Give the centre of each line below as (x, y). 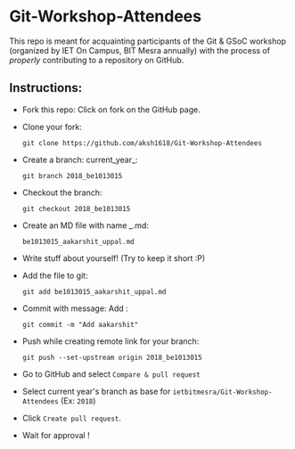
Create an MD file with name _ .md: (86, 225)
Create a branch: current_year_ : (80, 159)
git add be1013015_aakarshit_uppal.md (94, 291)
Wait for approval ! (56, 435)
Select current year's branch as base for (96, 391)
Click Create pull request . (72, 418)
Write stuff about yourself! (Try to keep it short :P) (114, 258)
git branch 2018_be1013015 (72, 176)
